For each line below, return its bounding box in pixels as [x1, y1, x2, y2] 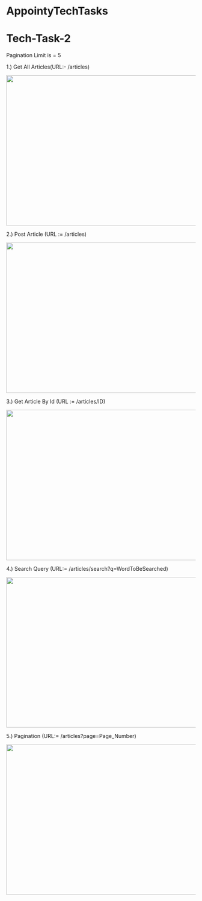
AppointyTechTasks [6, 4, 108, 18]
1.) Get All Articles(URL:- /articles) [6, 63, 90, 70]
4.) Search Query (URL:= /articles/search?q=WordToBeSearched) [6, 565, 168, 573]
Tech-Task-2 [6, 32, 71, 46]
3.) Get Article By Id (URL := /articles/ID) [6, 398, 106, 405]
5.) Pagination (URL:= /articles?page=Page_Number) [6, 733, 136, 740]
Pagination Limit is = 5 [6, 52, 61, 59]
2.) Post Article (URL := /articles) [6, 230, 87, 238]
